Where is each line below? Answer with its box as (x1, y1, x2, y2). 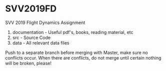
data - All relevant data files (12, 39, 69, 45)
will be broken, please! (5, 60, 51, 66)
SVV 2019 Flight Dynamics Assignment (5, 19, 85, 25)
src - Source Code (12, 34, 51, 40)
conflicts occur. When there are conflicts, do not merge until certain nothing (5, 54, 161, 60)
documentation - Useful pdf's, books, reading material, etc (12, 29, 133, 35)
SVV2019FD (5, 3, 56, 14)
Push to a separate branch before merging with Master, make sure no (5, 49, 148, 55)
